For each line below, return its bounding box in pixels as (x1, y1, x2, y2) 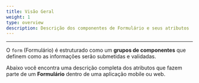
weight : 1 (6, 14, 31, 20)
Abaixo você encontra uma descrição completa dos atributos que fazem (6, 64, 182, 71)
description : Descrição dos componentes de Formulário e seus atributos (6, 25, 190, 31)
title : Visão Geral (6, 8, 54, 15)
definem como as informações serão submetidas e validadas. (6, 53, 156, 60)
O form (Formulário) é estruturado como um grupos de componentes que (6, 47, 187, 54)
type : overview (6, 19, 44, 25)
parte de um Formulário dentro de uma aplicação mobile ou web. (6, 71, 166, 78)
